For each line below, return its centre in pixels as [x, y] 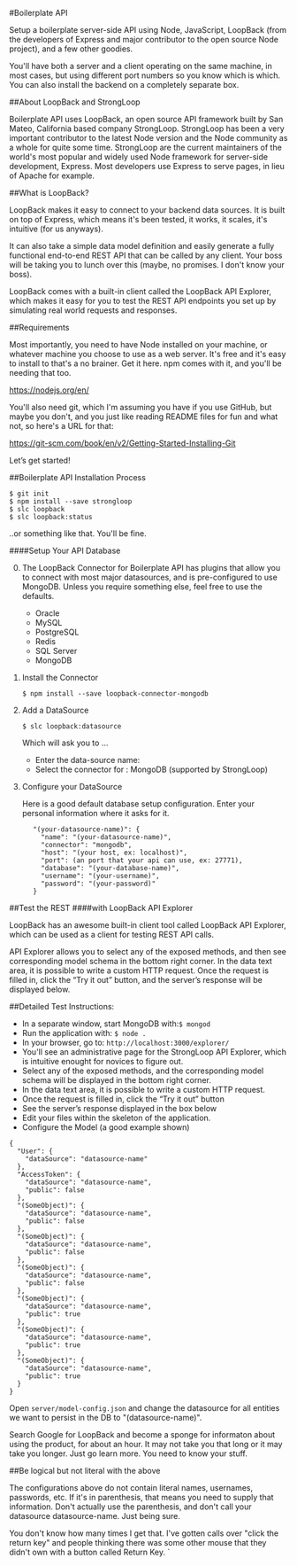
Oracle [47, 613]
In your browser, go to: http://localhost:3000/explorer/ [126, 1042]
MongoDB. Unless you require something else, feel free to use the [142, 587]
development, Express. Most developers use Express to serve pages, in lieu [147, 166]
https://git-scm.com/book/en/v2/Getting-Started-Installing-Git [122, 443]
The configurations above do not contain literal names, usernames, [131, 1488]
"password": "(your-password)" [99, 884]
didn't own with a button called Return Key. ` [90, 1552]
